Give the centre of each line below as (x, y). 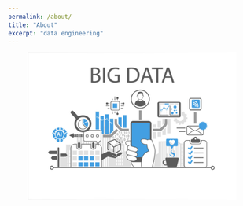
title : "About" (33, 25)
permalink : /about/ (40, 17)
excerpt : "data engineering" (56, 33)
